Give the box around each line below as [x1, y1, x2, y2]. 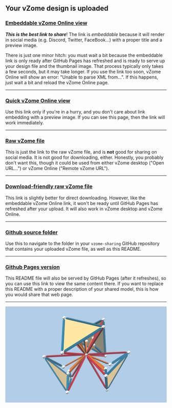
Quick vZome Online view [5, 97, 71, 104]
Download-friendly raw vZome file [5, 183, 93, 190]
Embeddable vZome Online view [5, 20, 88, 27]
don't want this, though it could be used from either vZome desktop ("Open [5, 160, 165, 166]
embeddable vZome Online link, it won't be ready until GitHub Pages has [5, 200, 159, 206]
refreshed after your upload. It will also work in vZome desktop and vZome [5, 206, 163, 212]
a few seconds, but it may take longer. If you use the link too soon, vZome [5, 68, 161, 75]
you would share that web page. [5, 291, 73, 298]
